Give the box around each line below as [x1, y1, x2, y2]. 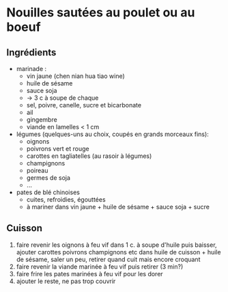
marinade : [16, 65, 47, 72]
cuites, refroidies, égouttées [26, 196, 106, 203]
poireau [26, 166, 48, 174]
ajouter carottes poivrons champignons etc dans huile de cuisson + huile [16, 248, 221, 256]
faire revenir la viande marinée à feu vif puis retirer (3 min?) [16, 262, 184, 271]
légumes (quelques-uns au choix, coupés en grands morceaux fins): [16, 130, 209, 138]
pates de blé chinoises [16, 188, 80, 196]
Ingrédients [6, 47, 57, 58]
